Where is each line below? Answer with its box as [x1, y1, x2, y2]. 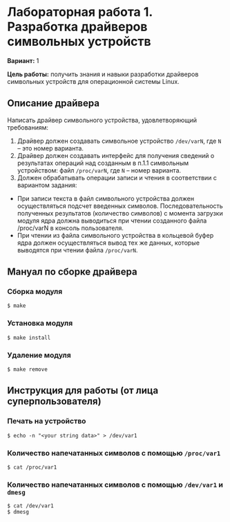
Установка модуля [7, 318, 73, 328]
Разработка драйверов [7, 19, 148, 35]
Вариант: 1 [7, 56, 39, 64]
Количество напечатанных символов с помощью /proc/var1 [7, 448, 221, 458]
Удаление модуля [7, 350, 71, 360]
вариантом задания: [17, 181, 77, 189]
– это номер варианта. [17, 143, 84, 153]
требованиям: [7, 123, 49, 132]
